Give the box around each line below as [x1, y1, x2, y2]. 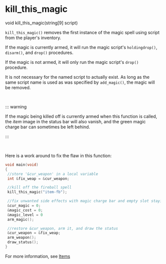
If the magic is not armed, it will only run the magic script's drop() [5, 59, 139, 65]
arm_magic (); [7, 217, 35, 222]
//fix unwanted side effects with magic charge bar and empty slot [7, 199, 149, 204]
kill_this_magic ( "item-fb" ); [7, 190, 68, 195]
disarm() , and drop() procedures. [5, 50, 74, 55]
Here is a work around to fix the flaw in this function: [5, 153, 112, 158]
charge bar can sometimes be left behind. [5, 124, 90, 130]
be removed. [5, 84, 31, 90]
